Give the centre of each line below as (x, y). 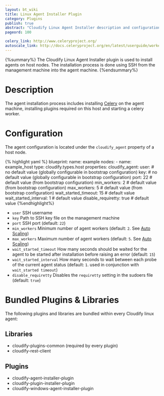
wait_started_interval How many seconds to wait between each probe (84, 259)
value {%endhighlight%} (30, 203)
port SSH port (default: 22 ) (39, 223)
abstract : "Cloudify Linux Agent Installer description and (68, 28)
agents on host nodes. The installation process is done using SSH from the (80, 65)
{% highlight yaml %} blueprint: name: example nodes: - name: (68, 161)
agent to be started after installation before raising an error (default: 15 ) (84, 254)
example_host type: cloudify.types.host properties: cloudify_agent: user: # (80, 167)
